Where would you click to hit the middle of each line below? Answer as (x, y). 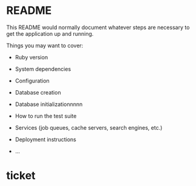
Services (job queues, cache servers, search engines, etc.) (89, 127)
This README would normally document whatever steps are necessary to (98, 27)
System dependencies (43, 69)
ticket (21, 176)
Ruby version (31, 57)
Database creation (38, 92)
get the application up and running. (50, 33)
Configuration (32, 81)
